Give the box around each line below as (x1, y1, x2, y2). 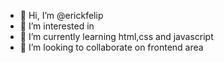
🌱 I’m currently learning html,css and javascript (19, 31, 214, 42)
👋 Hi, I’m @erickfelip (19, 10, 104, 21)
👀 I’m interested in (19, 20, 95, 32)
